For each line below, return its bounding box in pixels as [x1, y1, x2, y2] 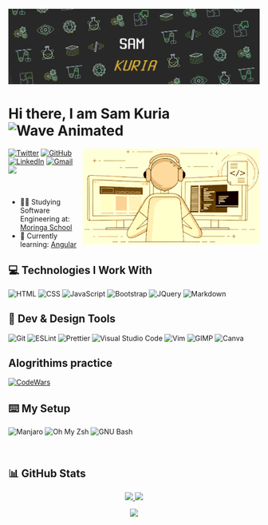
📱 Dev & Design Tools [8, 312, 116, 326]
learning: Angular [19, 240, 77, 249]
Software [19, 205, 50, 216]
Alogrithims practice [8, 356, 113, 370]
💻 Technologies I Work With [8, 264, 153, 277]
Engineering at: [19, 214, 70, 224]
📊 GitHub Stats [8, 467, 86, 480]
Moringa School [19, 223, 73, 233]
